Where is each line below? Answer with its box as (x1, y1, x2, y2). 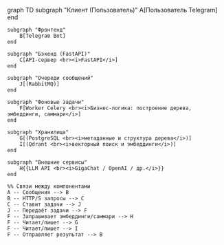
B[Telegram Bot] (19, 32, 67, 39)
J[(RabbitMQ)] (19, 81, 60, 87)
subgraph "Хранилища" (7, 129, 69, 136)
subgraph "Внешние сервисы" (7, 159, 88, 166)
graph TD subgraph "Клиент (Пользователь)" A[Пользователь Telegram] (7, 6, 218, 14)
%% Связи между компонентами (7, 183, 91, 190)
